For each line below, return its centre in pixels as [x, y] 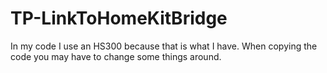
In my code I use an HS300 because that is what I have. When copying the [164, 46]
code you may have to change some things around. [116, 56]
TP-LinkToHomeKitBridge [119, 18]
